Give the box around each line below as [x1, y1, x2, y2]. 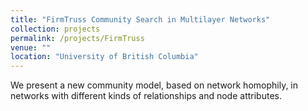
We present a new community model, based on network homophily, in [10, 79, 299, 91]
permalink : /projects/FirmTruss [10, 33, 145, 43]
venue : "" [10, 42, 52, 53]
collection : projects [10, 24, 101, 34]
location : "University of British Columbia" [10, 52, 199, 62]
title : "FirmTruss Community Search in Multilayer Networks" [10, 14, 271, 25]
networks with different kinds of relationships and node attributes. [10, 90, 282, 102]
